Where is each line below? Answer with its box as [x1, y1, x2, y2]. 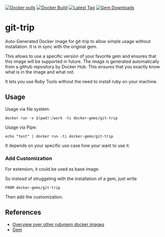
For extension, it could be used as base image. [5, 166, 100, 172]
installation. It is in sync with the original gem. [5, 44, 98, 49]
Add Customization [5, 155, 53, 162]
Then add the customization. [5, 194, 64, 200]
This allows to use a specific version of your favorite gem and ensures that [5, 53, 157, 59]
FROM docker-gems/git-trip [5, 186, 61, 190]
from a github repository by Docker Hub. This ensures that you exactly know [5, 63, 160, 69]
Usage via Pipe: [5, 124, 37, 130]
